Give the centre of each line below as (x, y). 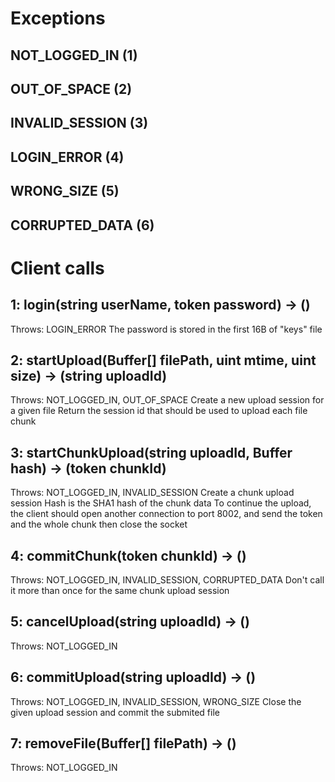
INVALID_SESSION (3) (79, 123)
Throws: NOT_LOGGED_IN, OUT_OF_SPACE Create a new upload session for (167, 400)
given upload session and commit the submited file (115, 712)
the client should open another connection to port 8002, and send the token (166, 514)
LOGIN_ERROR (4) (67, 157)
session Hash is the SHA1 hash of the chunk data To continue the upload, (161, 503)
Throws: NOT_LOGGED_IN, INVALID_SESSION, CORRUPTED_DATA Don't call (167, 579)
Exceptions (58, 18)
